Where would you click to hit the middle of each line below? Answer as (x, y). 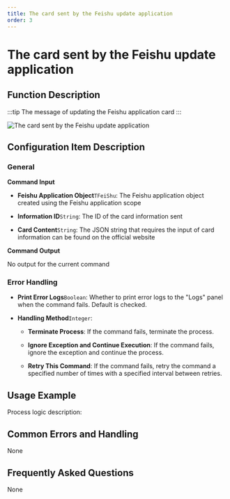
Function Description (54, 95)
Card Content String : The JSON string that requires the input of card (116, 230)
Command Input (31, 182)
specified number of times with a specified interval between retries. (125, 374)
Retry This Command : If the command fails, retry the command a (122, 366)
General (21, 166)
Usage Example (42, 395)
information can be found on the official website (86, 237)
